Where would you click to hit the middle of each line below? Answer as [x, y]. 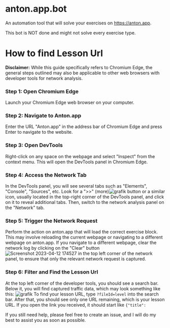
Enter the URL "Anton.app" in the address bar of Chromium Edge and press [84, 127]
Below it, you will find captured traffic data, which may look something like [83, 288]
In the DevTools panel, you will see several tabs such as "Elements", [76, 186]
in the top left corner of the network [115, 254]
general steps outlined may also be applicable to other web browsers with [82, 73]
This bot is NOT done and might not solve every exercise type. [71, 33]
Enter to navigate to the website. [39, 132]
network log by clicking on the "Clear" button [53, 248]
